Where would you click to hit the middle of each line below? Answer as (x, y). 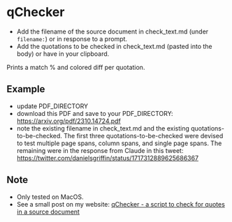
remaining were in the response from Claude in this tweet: (100, 150)
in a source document (48, 212)
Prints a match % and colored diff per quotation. (76, 67)
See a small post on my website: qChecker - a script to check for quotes (121, 204)
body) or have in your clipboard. (63, 54)
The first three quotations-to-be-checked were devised (143, 135)
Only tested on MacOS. (50, 197)
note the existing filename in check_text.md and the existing (103, 128)
